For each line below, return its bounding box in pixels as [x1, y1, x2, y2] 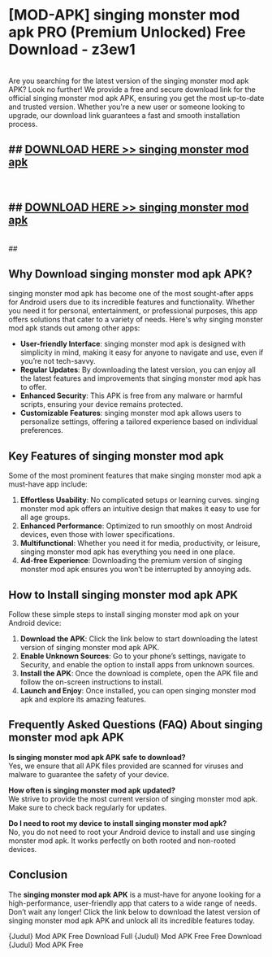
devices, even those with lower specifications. [19, 530, 175, 540]
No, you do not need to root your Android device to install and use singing [8, 827, 256, 837]
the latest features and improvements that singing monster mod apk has [19, 374, 261, 383]
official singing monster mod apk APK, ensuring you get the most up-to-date [8, 93, 265, 103]
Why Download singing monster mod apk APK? [8, 267, 253, 281]
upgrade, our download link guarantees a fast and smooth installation [8, 110, 241, 120]
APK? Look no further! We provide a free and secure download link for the [8, 84, 256, 94]
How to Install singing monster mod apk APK [8, 588, 238, 601]
